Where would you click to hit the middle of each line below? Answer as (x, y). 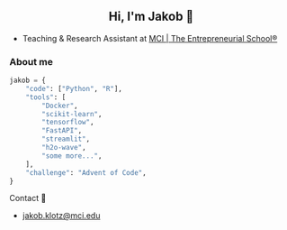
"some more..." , (72, 156)
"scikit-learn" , (72, 114)
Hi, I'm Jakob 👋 (151, 17)
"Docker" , (60, 106)
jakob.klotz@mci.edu (61, 216)
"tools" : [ (46, 97)
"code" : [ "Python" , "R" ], (74, 88)
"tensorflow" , (68, 123)
